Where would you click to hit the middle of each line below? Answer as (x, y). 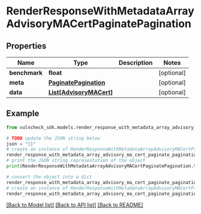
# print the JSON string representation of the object (76, 161)
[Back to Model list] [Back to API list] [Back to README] (75, 205)
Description (136, 63)
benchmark (26, 73)
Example (23, 114)
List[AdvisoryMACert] (80, 92)
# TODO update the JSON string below (53, 138)
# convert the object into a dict (49, 177)
